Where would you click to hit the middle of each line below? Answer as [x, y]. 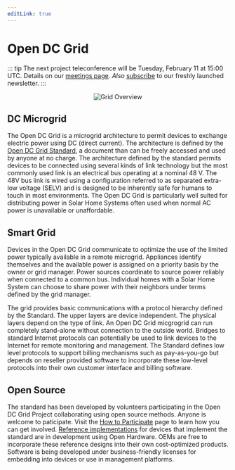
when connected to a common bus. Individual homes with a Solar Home [111, 279]
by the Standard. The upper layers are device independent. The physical [112, 316]
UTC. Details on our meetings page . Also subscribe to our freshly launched [116, 75]
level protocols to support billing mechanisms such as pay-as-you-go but [113, 353]
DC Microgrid [37, 119]
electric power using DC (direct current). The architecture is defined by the [115, 143]
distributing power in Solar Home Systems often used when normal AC [109, 203]
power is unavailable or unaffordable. [61, 210]
